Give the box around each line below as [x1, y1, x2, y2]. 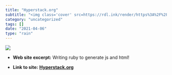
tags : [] [5, 21, 24, 27]
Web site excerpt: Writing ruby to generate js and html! [12, 54, 130, 60]
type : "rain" [5, 31, 33, 36]
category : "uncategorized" [5, 17, 63, 22]
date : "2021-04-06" [5, 26, 47, 31]
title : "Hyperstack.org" [5, 7, 58, 13]
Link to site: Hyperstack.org [12, 64, 74, 70]
